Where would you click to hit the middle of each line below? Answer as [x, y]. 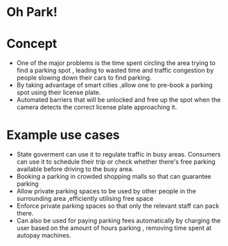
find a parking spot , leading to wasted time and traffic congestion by [115, 71]
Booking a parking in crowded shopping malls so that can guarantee [114, 177]
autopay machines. [44, 236]
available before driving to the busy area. [75, 169]
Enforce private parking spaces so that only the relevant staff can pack [118, 206]
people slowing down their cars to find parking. [84, 78]
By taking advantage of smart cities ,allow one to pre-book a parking [114, 85]
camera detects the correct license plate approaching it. [97, 107]
